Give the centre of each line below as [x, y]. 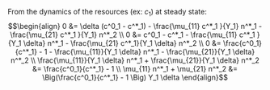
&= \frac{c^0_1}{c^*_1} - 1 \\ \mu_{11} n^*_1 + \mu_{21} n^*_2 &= [135, 68]
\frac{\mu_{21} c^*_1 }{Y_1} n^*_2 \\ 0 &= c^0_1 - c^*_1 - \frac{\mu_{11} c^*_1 [133, 35]
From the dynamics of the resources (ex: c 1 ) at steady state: [107, 13]
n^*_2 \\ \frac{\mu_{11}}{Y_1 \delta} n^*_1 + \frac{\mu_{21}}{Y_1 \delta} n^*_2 [135, 60]
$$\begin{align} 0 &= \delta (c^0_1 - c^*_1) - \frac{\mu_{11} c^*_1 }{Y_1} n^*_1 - [135, 26]
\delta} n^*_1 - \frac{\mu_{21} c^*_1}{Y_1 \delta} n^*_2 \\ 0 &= [122, 43]
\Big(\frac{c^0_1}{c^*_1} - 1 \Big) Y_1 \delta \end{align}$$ [135, 77]
